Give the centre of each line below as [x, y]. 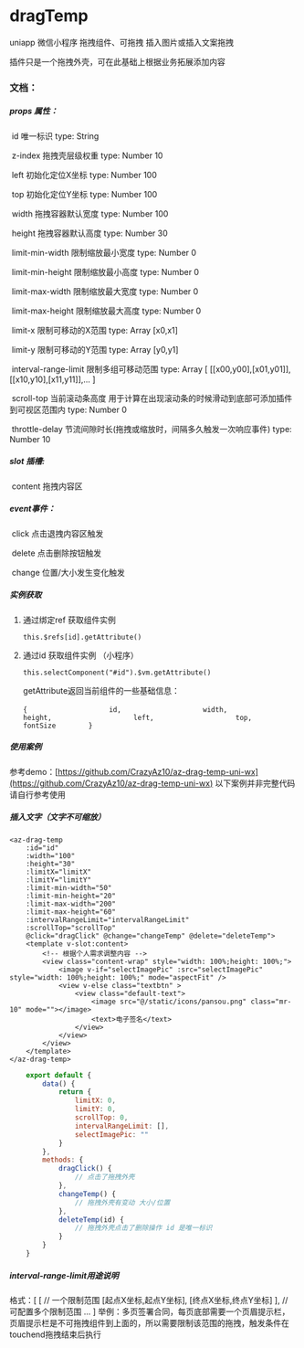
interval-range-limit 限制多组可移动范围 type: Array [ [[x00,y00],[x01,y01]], [151, 369]
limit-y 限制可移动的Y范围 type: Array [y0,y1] [95, 349]
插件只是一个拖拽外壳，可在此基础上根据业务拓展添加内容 [117, 61]
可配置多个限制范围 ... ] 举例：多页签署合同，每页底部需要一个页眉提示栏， [150, 1311]
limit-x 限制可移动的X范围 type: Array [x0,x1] [94, 330]
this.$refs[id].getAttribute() [82, 637]
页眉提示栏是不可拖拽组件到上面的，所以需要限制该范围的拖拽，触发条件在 [149, 1322]
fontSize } [58, 726]
